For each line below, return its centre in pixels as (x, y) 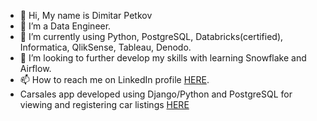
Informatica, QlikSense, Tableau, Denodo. (105, 47)
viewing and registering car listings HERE (104, 104)
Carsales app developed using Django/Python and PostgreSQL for (156, 94)
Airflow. (35, 68)
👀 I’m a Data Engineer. (65, 26)
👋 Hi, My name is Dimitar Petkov (86, 15)
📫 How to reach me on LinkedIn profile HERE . (114, 79)
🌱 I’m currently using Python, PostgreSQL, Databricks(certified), (151, 36)
